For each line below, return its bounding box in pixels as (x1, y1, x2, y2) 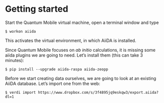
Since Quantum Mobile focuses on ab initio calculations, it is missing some (5, 47, 156, 53)
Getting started (5, 3, 69, 15)
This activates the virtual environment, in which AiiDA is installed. (5, 38, 137, 43)
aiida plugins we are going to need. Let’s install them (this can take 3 (5, 52, 143, 58)
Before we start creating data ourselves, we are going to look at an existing (5, 75, 157, 81)
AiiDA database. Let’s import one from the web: (5, 81, 100, 86)
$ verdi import (5, 90, 36, 95)
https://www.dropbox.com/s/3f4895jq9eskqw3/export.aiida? (38, 90, 159, 95)
